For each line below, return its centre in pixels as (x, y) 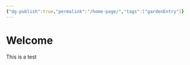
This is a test (21, 57)
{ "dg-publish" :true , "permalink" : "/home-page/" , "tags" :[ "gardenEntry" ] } (95, 11)
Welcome (30, 40)
